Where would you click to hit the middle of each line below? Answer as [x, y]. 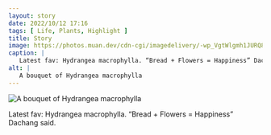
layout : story [32, 16]
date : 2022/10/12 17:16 [48, 23]
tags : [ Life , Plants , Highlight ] [68, 31]
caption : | [27, 53]
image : [19, 46]
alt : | [19, 68]
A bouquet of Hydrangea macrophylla [81, 76]
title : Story [30, 38]
